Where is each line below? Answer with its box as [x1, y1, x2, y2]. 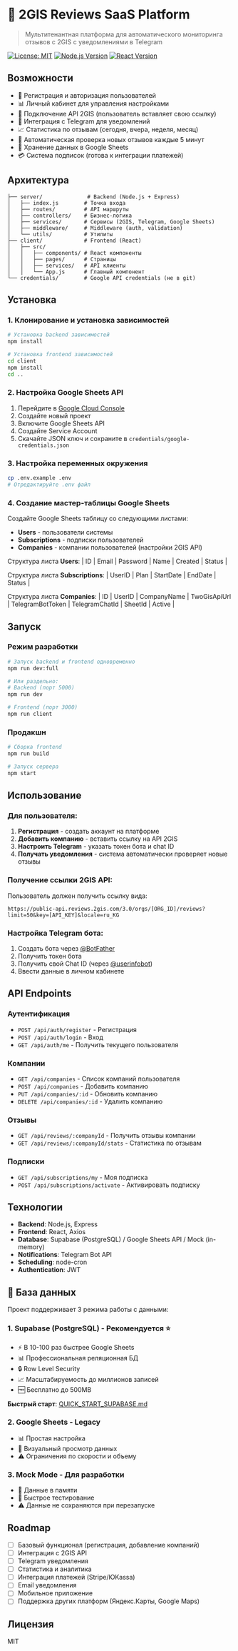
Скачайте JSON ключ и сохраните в [17, 434, 128, 443]
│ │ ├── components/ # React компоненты [7, 249, 142, 256]
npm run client [7, 710, 53, 718]
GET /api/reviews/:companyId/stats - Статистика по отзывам [17, 1138, 202, 1148]
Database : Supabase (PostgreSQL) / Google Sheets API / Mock [17, 1235, 205, 1244]
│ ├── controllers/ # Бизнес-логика [7, 212, 133, 219]
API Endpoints [7, 988, 72, 1000]
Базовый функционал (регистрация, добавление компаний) [17, 1540, 200, 1549]
